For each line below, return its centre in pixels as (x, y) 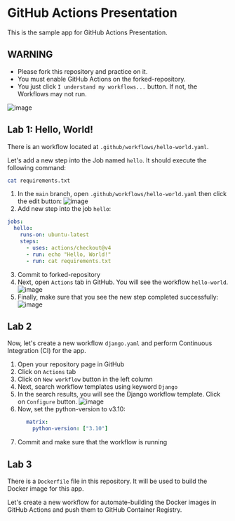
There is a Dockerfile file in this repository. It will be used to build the (107, 481)
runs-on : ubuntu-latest (55, 235)
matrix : (37, 422)
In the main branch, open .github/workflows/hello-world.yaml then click (122, 194)
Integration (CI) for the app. (47, 351)
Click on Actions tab (47, 372)
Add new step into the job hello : (64, 209)
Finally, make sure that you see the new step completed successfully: (118, 297)
